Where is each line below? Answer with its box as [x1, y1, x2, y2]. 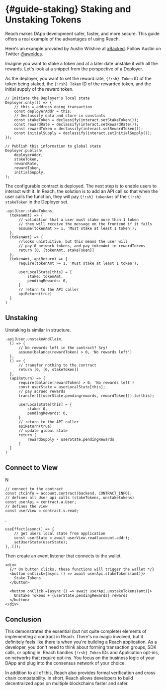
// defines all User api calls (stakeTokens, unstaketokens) [5, 495, 135, 500]
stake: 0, [27, 406, 48, 411]
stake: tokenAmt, [27, 274, 64, 279]
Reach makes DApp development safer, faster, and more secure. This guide [5, 30, 160, 36]
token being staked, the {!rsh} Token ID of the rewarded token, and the [5, 81, 152, 87]
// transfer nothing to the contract [18, 362, 97, 367]
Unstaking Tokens [5, 14, 82, 25]
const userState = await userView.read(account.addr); [14, 535, 130, 540]
